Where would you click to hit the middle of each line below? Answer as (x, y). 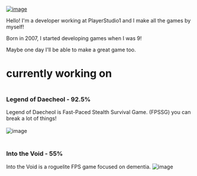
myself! (15, 27)
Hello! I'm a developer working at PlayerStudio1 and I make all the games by (99, 20)
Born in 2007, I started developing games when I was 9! (74, 38)
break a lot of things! (31, 119)
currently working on (59, 74)
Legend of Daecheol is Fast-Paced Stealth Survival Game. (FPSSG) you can (99, 112)
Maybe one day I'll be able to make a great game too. (71, 50)
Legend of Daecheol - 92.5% (48, 99)
